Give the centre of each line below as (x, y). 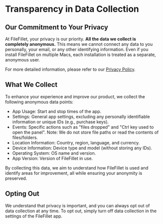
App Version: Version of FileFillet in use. (53, 158)
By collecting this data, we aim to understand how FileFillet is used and (77, 168)
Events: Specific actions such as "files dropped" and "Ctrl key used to (83, 127)
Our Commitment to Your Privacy (57, 27)
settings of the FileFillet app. (34, 216)
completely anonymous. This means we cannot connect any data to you (79, 44)
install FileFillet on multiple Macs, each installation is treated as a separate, (81, 55)
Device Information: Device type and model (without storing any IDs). (82, 148)
